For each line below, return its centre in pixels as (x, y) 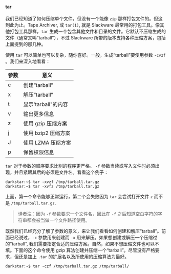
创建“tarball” (38, 85)
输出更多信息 (39, 114)
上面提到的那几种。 (26, 44)
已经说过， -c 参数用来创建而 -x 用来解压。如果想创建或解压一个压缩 (81, 238)
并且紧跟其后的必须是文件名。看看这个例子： (61, 172)
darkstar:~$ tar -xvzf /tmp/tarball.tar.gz (52, 182)
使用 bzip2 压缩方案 (47, 133)
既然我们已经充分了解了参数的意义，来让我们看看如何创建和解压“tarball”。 (83, 231)
